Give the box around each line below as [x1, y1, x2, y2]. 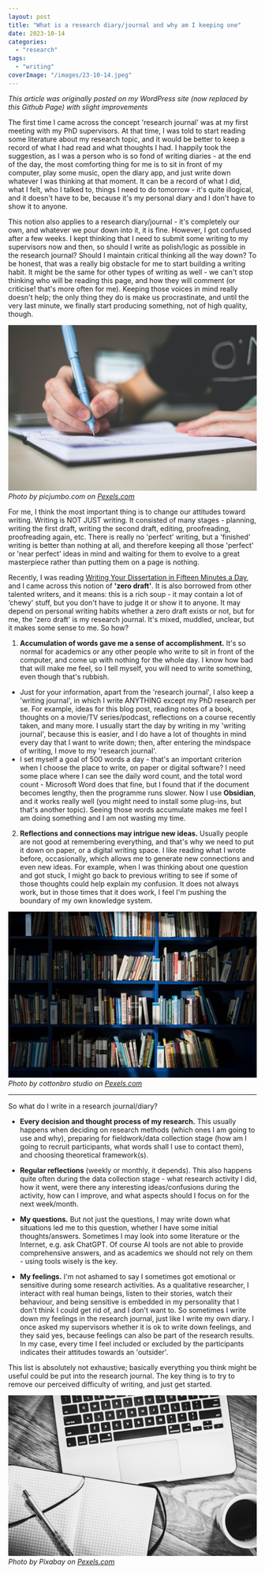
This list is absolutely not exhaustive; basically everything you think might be [8, 1363, 257, 1372]
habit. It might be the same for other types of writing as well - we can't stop [8, 267, 254, 277]
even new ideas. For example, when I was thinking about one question [19, 862, 248, 872]
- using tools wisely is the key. [19, 1257, 118, 1266]
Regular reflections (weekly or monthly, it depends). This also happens [19, 1166, 252, 1176]
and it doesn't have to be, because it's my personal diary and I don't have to [8, 193, 256, 202]
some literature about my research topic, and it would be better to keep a [8, 134, 245, 144]
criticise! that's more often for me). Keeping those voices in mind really [8, 284, 238, 293]
